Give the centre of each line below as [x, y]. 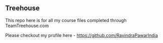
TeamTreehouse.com [27, 25]
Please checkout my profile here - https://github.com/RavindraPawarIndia [82, 35]
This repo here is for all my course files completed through [66, 20]
